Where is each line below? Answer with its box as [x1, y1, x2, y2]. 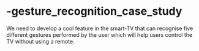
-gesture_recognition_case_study [6, 4, 182, 18]
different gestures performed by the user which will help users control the [6, 31, 193, 38]
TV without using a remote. [6, 37, 75, 45]
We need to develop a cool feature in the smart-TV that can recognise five [6, 25, 193, 32]
